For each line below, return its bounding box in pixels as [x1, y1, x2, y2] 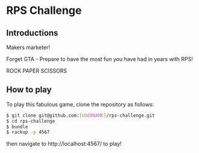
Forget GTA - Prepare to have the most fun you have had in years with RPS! [6, 56, 193, 62]
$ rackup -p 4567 [6, 129, 50, 135]
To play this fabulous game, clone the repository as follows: [6, 100, 154, 108]
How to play [6, 85, 52, 95]
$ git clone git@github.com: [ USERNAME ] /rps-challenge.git [6, 112, 155, 119]
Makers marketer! [6, 44, 50, 51]
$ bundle [6, 123, 28, 130]
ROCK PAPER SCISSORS [6, 67, 68, 74]
